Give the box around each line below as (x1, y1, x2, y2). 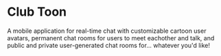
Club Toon (7, 4, 67, 20)
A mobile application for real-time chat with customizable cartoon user (7, 27, 207, 35)
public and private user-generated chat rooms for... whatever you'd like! (7, 41, 211, 49)
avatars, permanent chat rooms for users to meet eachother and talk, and (7, 33, 215, 42)
